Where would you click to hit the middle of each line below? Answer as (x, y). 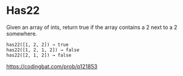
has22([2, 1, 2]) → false (39, 55)
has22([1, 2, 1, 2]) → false (43, 50)
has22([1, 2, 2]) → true (37, 45)
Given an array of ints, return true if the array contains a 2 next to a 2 (92, 27)
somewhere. (22, 33)
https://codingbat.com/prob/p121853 (52, 66)
